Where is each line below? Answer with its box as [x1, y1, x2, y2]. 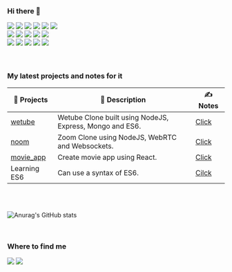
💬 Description [99, 95, 146, 105]
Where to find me [7, 242, 67, 251]
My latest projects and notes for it [7, 71, 123, 81]
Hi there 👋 [7, 6, 41, 16]
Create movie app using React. [57, 152, 157, 162]
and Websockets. [57, 141, 114, 151]
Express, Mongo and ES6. [57, 121, 142, 131]
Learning [10, 163, 40, 173]
